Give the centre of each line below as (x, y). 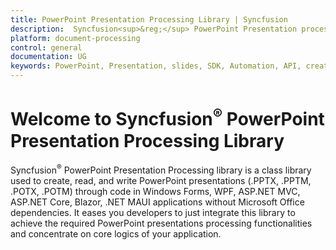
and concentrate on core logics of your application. (116, 233)
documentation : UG (48, 57)
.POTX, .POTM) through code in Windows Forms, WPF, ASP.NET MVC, (155, 191)
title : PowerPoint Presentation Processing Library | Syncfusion (149, 19)
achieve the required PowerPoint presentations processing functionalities (161, 223)
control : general (46, 47)
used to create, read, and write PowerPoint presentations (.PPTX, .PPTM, (161, 180)
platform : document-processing (75, 38)
